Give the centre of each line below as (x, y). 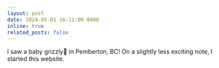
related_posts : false (38, 32)
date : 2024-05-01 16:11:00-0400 (53, 20)
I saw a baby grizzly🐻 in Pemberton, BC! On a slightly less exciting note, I (110, 52)
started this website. (36, 59)
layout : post (26, 13)
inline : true (26, 26)
